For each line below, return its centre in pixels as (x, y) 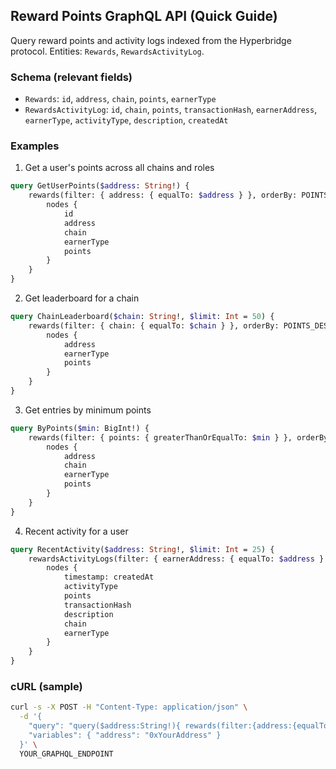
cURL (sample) (46, 686)
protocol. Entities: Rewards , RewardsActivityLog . (107, 51)
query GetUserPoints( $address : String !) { (100, 186)
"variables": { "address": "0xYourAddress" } (125, 735)
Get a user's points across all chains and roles (119, 168)
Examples (35, 146)
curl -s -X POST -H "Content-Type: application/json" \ (129, 707)
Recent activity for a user (76, 531)
